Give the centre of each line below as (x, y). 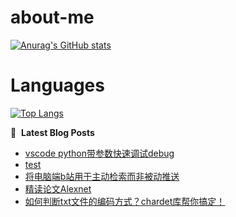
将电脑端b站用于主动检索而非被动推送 (102, 176)
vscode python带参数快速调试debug (99, 153)
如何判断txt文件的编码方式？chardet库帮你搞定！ (125, 201)
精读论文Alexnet (58, 188)
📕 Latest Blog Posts (52, 132)
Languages (57, 85)
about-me (52, 17)
